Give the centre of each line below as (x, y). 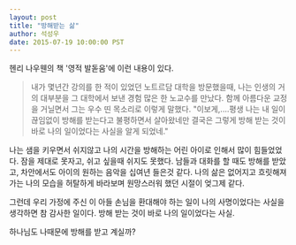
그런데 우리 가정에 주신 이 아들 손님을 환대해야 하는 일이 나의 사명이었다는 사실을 (147, 202)
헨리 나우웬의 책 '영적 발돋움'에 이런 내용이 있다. (91, 68)
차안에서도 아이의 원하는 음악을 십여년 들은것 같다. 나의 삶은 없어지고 (138, 172)
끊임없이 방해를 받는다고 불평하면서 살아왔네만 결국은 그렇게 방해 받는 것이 (158, 120)
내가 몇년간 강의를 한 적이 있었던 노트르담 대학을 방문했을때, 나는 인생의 (153, 87)
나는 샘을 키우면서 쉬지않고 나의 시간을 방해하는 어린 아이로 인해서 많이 (130, 150)
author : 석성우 (34, 34)
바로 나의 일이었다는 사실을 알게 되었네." (99, 131)
